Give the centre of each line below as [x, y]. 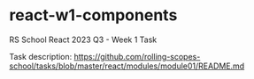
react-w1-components [93, 15]
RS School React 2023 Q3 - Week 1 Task [83, 39]
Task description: [41, 56]
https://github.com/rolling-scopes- [137, 56]
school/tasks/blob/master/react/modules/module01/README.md [127, 66]
